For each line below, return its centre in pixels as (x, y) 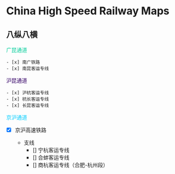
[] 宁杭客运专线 (51, 150)
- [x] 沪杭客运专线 (28, 93)
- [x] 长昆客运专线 (28, 105)
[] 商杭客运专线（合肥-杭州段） (70, 165)
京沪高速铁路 (30, 130)
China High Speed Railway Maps (88, 11)
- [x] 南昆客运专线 (28, 69)
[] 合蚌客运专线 (51, 158)
